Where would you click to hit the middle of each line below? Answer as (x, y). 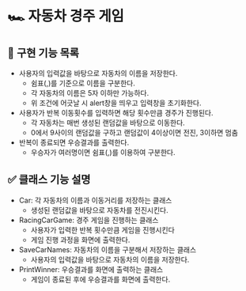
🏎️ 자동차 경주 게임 (66, 16)
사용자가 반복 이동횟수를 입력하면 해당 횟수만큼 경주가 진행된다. (116, 113)
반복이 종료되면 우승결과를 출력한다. (74, 142)
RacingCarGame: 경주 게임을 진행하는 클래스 (89, 220)
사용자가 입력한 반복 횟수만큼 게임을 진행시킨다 (102, 229)
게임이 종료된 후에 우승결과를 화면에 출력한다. (100, 279)
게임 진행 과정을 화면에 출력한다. (80, 240)
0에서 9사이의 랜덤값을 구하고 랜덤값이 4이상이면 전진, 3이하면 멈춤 (134, 132)
